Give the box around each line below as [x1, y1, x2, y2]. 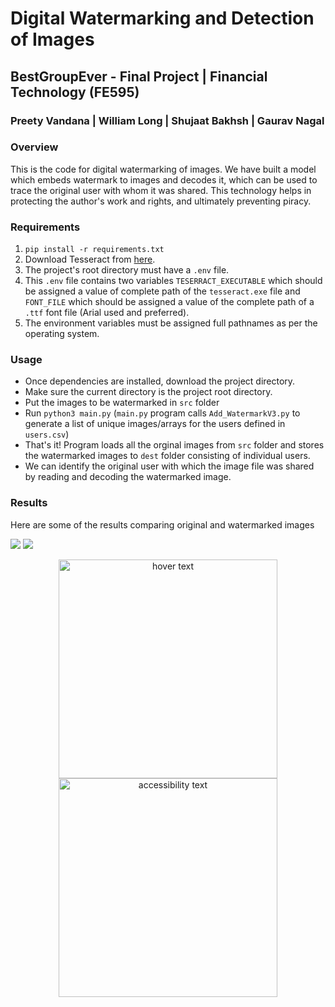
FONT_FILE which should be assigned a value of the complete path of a [24, 296, 315, 308]
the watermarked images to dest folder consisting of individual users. [24, 450, 311, 462]
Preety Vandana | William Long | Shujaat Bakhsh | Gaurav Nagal [10, 113, 325, 127]
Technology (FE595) [10, 83, 140, 101]
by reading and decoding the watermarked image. [24, 471, 232, 483]
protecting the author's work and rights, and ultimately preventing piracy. [10, 195, 312, 207]
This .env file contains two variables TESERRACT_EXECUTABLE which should [24, 275, 323, 287]
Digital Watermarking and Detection [10, 7, 315, 30]
